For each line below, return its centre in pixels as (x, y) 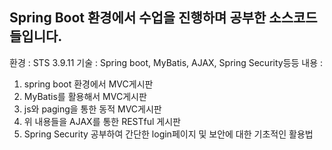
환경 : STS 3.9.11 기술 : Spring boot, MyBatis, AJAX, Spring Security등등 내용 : (166, 62)
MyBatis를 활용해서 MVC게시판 (85, 96)
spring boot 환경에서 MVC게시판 (88, 84)
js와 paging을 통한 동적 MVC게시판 (92, 109)
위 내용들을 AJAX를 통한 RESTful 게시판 (102, 121)
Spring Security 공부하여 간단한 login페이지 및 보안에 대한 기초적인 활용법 (168, 134)
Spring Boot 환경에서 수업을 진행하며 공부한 (138, 18)
